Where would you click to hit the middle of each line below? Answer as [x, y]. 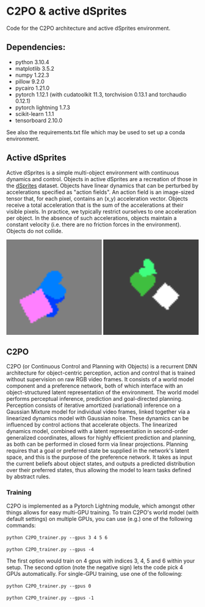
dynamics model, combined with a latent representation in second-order [97, 431]
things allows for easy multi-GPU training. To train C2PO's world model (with [103, 512]
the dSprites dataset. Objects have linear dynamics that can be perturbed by [103, 185]
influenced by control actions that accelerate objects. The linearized [92, 425]
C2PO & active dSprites [67, 11]
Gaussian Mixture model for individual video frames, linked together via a [98, 412]
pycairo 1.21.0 [32, 88]
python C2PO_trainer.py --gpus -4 [50, 549]
